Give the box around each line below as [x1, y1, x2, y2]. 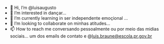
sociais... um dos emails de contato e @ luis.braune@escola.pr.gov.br [9, 33, 152, 39]
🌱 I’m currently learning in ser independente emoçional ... [9, 15, 128, 21]
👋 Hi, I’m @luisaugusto [9, 5, 56, 10]
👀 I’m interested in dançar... [9, 10, 66, 16]
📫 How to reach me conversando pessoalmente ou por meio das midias [9, 26, 159, 32]
